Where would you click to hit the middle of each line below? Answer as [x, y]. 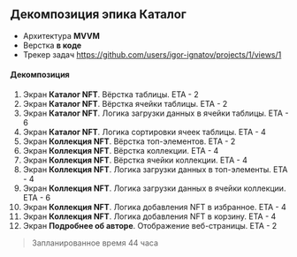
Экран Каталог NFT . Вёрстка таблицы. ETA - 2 [111, 94]
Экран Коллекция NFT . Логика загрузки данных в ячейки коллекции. [154, 188]
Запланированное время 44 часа [95, 243]
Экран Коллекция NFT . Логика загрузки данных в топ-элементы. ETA [155, 170]
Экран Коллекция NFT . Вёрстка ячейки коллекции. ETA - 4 [135, 160]
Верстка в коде [52, 45]
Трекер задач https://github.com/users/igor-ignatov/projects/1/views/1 [152, 54]
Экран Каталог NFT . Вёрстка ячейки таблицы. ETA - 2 [125, 104]
